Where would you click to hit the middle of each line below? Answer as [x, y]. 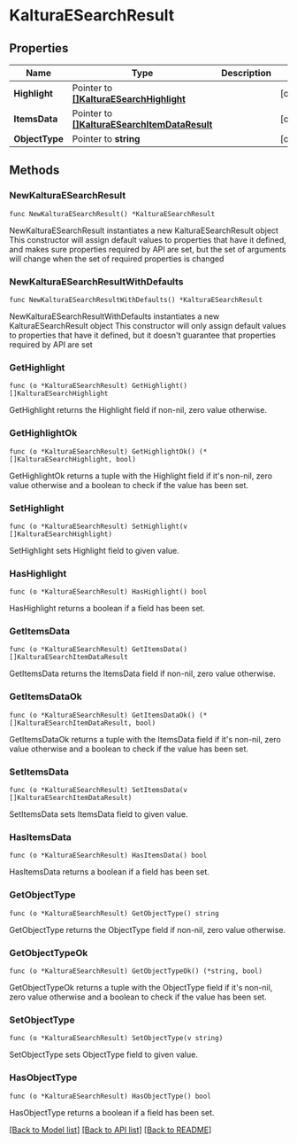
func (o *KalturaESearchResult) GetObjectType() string [114, 914]
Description [246, 73]
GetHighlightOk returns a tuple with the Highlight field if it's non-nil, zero [141, 476]
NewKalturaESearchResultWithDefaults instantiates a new [114, 316]
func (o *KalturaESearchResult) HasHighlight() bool [108, 592]
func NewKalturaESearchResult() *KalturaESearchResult [112, 214]
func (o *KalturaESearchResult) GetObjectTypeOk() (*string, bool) [136, 971]
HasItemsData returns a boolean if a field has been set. [110, 872]
